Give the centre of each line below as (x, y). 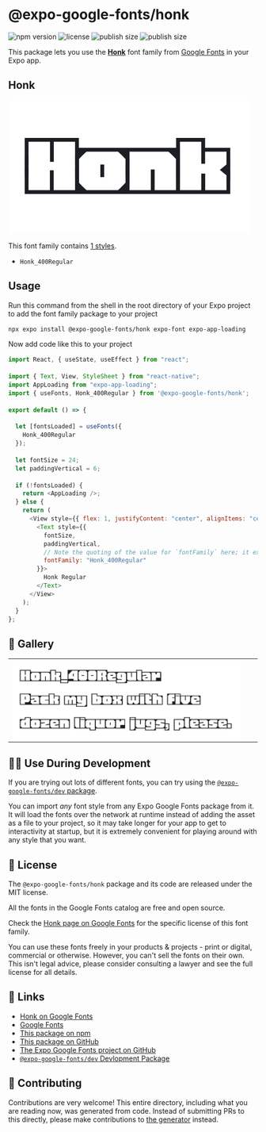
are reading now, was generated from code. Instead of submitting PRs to (127, 1111)
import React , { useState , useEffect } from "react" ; (99, 360)
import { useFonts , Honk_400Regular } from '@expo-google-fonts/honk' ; (129, 393)
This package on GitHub (59, 1042)
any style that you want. (47, 840)
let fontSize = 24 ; (47, 460)
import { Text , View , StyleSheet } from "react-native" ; (104, 377)
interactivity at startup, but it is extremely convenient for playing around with (133, 831)
